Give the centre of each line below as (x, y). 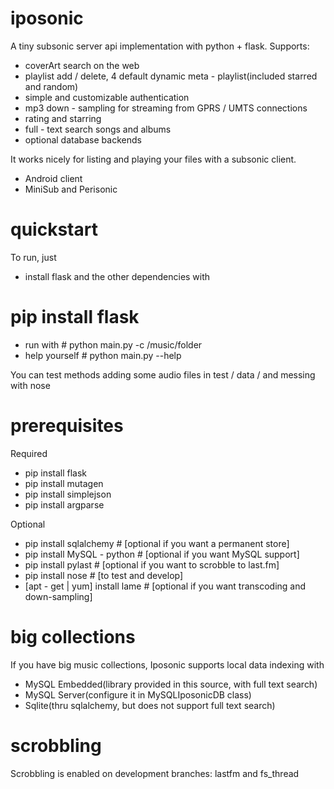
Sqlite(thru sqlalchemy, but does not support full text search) (150, 705)
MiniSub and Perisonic (71, 189)
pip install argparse (64, 504)
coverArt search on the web (82, 65)
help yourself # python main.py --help (103, 355)
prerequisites (67, 426)
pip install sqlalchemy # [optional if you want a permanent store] (157, 543)
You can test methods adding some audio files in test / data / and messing (163, 374)
